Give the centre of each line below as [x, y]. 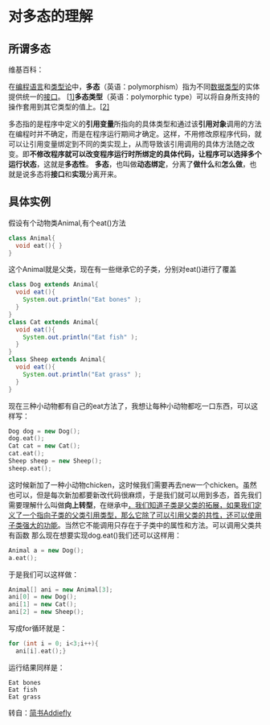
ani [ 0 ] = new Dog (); [43, 597]
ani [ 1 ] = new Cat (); [43, 604]
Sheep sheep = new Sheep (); [55, 461]
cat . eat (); [27, 454]
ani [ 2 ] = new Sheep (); [46, 612]
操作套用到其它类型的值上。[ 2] [59, 107]
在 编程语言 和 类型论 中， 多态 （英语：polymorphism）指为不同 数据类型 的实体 [134, 87]
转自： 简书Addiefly [40, 712]
